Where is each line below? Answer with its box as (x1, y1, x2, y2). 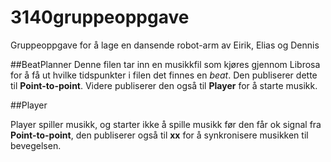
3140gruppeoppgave (10, 6, 190, 29)
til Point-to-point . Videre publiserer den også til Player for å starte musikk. (10, 79, 318, 91)
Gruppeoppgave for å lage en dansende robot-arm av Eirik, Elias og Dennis (10, 39, 320, 51)
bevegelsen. (10, 139, 62, 151)
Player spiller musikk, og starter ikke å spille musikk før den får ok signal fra (10, 118, 322, 130)
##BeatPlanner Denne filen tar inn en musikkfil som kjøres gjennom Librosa (10, 58, 321, 70)
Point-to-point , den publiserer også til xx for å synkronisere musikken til (10, 129, 309, 141)
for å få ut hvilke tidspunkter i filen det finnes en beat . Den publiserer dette (10, 69, 318, 81)
